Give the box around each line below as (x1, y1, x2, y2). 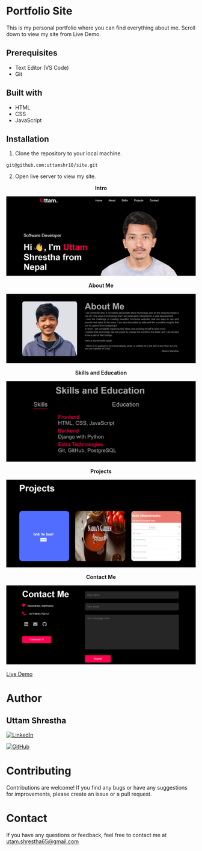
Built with (6, 88, 43, 98)
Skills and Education (75, 369, 127, 377)
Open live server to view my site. (14, 173, 96, 180)
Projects (90, 468, 112, 475)
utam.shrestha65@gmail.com (6, 838, 79, 845)
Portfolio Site (6, 4, 73, 18)
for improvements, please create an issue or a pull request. (6, 790, 152, 798)
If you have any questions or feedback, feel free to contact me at (6, 832, 167, 839)
